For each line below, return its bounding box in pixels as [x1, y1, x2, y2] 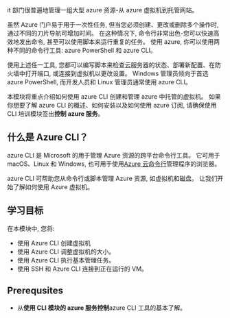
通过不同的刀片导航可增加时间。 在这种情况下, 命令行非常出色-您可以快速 [7, 29, 214, 37]
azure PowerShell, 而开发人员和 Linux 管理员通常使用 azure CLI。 [7, 78, 192, 86]
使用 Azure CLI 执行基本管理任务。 [16, 256, 115, 264]
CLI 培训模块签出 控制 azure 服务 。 [7, 110, 104, 118]
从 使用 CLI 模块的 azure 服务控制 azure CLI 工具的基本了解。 [16, 304, 187, 312]
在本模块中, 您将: [7, 224, 55, 232]
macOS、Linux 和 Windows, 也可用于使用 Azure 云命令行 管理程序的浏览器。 [7, 160, 221, 168]
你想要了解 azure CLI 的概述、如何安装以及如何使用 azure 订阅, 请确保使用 [7, 101, 217, 109]
